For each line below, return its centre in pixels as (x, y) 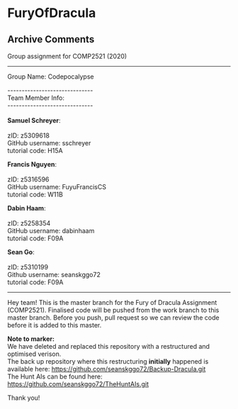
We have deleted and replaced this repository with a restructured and (109, 346)
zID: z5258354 (29, 223)
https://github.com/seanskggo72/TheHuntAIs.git (78, 384)
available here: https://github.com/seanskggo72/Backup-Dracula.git (107, 369)
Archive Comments (51, 39)
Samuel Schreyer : (34, 121)
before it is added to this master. (55, 325)
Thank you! (24, 398)
